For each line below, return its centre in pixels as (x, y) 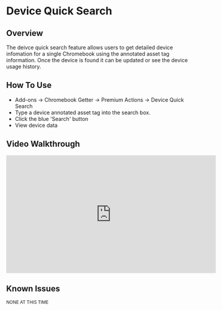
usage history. (24, 66)
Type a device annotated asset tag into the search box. (83, 113)
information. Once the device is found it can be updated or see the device (97, 60)
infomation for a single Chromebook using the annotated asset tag (88, 54)
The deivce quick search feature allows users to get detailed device (90, 47)
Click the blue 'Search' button (51, 118)
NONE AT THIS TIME (28, 303)
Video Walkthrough (43, 144)
